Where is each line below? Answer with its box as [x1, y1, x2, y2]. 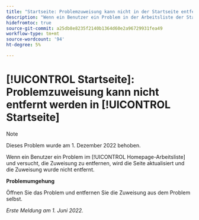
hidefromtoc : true [6, 20, 52, 26]
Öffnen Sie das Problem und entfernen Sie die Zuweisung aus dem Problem [6, 188, 191, 196]
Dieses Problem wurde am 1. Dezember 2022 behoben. [6, 142, 141, 149]
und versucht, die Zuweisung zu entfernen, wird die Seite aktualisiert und [6, 159, 185, 166]
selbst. [6, 195, 23, 202]
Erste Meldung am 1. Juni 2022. [6, 206, 84, 214]
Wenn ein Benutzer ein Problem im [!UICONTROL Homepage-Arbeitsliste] [6, 153, 185, 161]
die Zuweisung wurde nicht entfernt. [6, 166, 95, 173]
